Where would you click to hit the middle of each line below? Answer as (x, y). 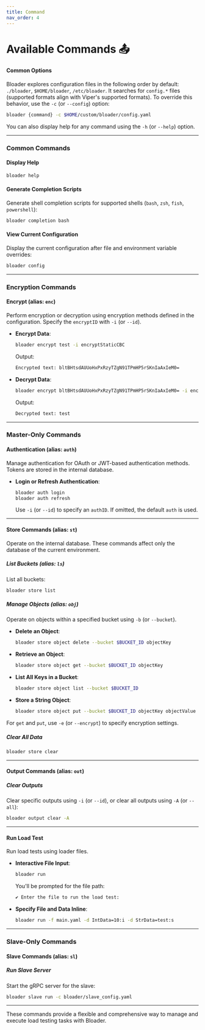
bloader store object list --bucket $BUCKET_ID (77, 688)
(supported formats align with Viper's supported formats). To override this (99, 97)
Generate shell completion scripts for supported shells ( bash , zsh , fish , (95, 203)
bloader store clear (33, 752)
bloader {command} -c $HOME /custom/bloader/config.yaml (79, 115)
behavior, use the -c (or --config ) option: (58, 103)
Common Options (29, 70)
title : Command (26, 12)
